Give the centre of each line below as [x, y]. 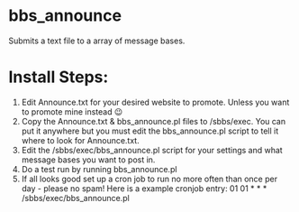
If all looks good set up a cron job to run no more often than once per [149, 179]
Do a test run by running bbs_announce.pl [99, 169]
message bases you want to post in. [88, 160]
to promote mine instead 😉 [72, 111]
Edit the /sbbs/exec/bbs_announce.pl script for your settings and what [152, 150]
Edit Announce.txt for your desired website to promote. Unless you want [155, 102]
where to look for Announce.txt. [81, 140]
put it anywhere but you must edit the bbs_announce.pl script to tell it [150, 131]
